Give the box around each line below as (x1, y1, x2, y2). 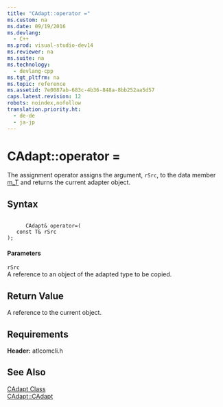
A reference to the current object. (7, 309, 102, 317)
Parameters (7, 249, 41, 257)
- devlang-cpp (13, 67, 54, 74)
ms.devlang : (7, 29, 41, 36)
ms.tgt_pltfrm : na (7, 74, 60, 81)
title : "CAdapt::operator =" (7, 10, 91, 17)
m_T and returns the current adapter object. (7, 178, 131, 186)
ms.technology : (7, 61, 51, 68)
